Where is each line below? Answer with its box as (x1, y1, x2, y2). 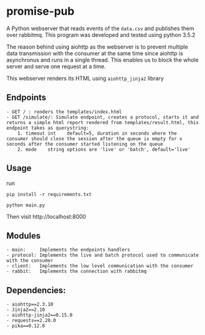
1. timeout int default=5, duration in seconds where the (17, 130, 177, 136)
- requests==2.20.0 (6, 318, 56, 324)
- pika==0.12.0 (6, 323, 45, 329)
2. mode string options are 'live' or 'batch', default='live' (17, 146, 191, 152)
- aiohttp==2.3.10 (6, 301, 53, 308)
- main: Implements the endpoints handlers (6, 247, 131, 253)
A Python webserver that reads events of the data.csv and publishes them (6, 25, 195, 32)
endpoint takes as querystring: (6, 125, 89, 131)
